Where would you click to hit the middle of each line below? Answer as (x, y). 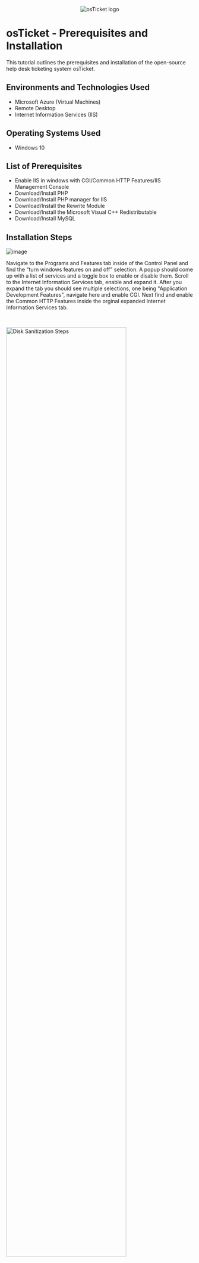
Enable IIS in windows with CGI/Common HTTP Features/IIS (88, 181)
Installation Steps (39, 237)
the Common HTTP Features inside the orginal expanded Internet (86, 301)
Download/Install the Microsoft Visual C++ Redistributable (86, 212)
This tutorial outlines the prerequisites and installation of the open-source (96, 62)
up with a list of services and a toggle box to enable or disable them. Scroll (97, 276)
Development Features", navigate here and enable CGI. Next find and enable (99, 295)
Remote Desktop (35, 108)
